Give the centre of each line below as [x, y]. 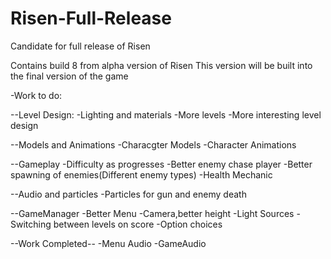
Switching [31, 224]
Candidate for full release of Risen [80, 46]
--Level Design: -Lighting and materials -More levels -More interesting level [166, 114]
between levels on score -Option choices [138, 224]
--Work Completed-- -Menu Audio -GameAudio [108, 243]
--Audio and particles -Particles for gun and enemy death [128, 194]
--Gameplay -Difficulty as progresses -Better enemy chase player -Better [161, 164]
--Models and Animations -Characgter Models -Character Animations [153, 144]
